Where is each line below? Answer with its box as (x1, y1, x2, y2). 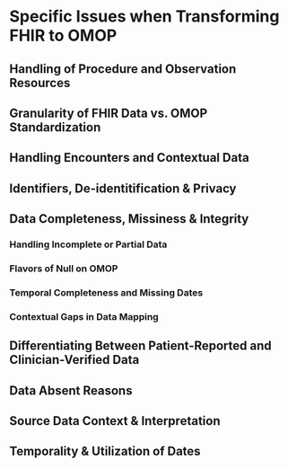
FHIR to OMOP (9, 25, 118, 46)
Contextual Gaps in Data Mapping (9, 310, 159, 322)
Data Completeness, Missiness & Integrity (9, 211, 249, 226)
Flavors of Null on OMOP (9, 262, 118, 275)
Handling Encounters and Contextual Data (9, 150, 249, 165)
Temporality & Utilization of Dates (9, 444, 201, 459)
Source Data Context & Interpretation (9, 413, 221, 428)
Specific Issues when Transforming (9, 6, 280, 27)
